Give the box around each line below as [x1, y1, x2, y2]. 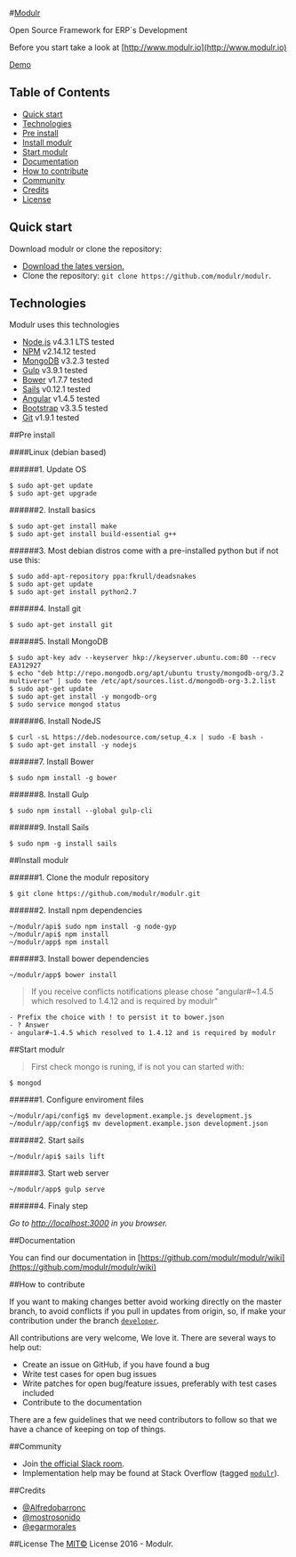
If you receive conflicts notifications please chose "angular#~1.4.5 [30, 986, 274, 997]
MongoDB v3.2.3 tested [21, 355, 109, 366]
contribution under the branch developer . [9, 1316, 160, 1326]
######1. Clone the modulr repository [9, 872, 149, 883]
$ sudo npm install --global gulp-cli [9, 806, 153, 816]
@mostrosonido [21, 1512, 81, 1522]
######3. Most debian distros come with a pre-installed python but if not [9, 545, 279, 556]
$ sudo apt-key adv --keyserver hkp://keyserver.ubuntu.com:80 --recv [9, 654, 276, 663]
